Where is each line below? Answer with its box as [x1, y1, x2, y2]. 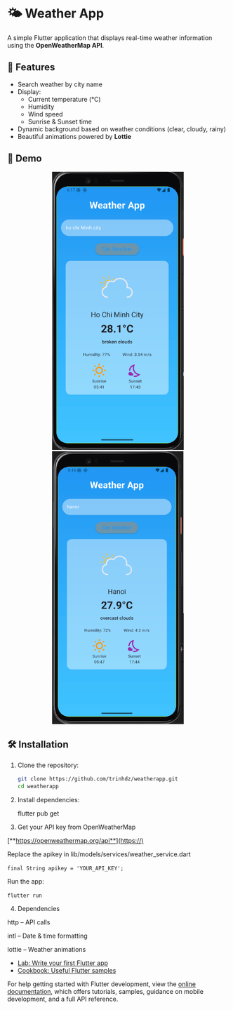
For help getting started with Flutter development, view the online [7, 980, 197, 988]
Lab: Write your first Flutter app [17, 959, 109, 967]
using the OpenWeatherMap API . [7, 41, 105, 49]
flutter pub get [17, 809, 60, 818]
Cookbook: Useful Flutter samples [17, 966, 116, 974]
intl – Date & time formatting [7, 931, 88, 940]
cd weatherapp [17, 783, 59, 790]
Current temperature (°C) [27, 95, 101, 103]
